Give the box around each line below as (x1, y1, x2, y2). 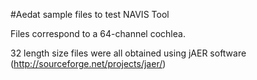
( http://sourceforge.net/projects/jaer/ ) (10, 58, 167, 69)
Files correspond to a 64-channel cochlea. (10, 28, 186, 39)
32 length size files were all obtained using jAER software (10, 47, 247, 59)
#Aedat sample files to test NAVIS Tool (10, 9, 170, 20)
